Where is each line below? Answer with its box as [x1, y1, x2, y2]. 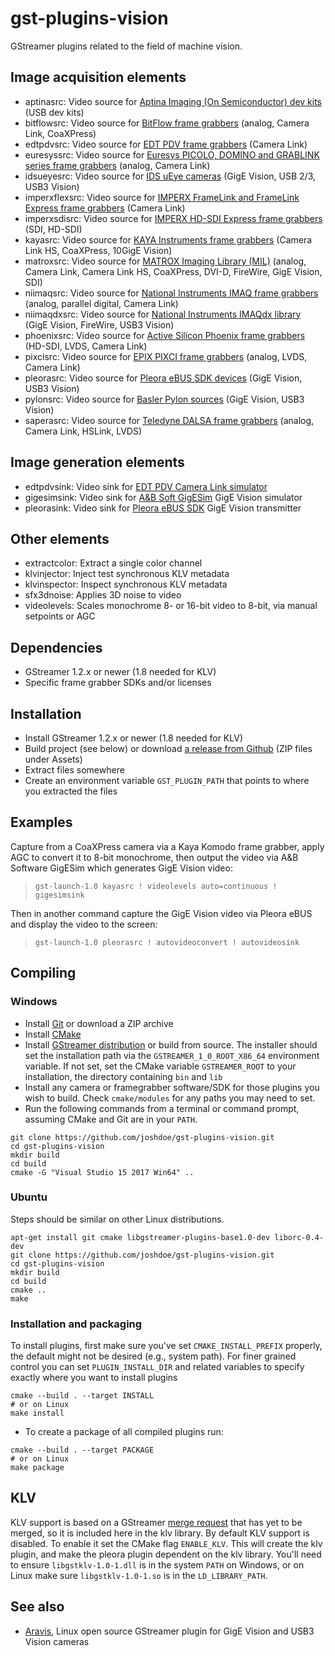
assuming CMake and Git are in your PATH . [24, 1113, 198, 1125]
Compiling [10, 965, 77, 982]
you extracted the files [24, 785, 118, 797]
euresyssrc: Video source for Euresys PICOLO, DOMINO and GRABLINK [24, 148, 320, 161]
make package [10, 1463, 65, 1473]
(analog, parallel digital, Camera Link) [24, 297, 179, 309]
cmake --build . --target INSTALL [10, 1391, 155, 1401]
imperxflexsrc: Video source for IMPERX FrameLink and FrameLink [24, 191, 300, 203]
